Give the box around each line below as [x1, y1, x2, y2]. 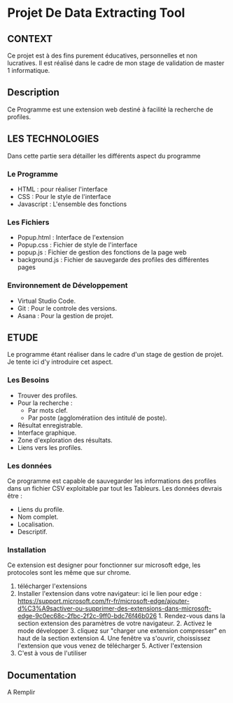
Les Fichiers [7, 217, 50, 227]
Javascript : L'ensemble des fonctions [17, 200, 127, 208]
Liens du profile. [17, 505, 64, 513]
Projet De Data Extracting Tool [7, 5, 185, 21]
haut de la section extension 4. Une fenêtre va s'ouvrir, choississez [17, 634, 211, 643]
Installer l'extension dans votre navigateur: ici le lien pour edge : [17, 589, 202, 598]
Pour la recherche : [17, 398, 73, 407]
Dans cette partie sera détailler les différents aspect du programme [7, 151, 201, 160]
